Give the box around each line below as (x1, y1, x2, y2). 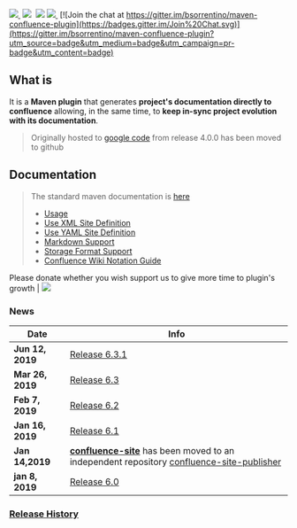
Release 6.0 (69, 475, 119, 487)
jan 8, (13, 470, 38, 482)
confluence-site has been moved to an (69, 444, 235, 456)
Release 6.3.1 (69, 348, 128, 361)
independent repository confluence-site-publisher (69, 455, 282, 468)
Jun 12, (13, 342, 47, 354)
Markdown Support (43, 236, 115, 247)
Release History (9, 508, 80, 520)
